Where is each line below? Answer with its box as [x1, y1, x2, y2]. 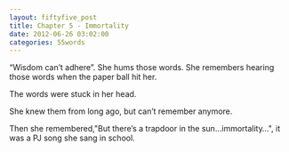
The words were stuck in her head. [9, 89, 137, 100]
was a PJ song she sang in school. [9, 132, 135, 143]
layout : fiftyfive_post [9, 12, 98, 22]
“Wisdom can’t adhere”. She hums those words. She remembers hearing [9, 62, 275, 73]
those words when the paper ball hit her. [9, 72, 157, 83]
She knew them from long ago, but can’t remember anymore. [9, 106, 233, 116]
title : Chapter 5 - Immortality [9, 21, 129, 30]
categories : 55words [9, 37, 86, 47]
